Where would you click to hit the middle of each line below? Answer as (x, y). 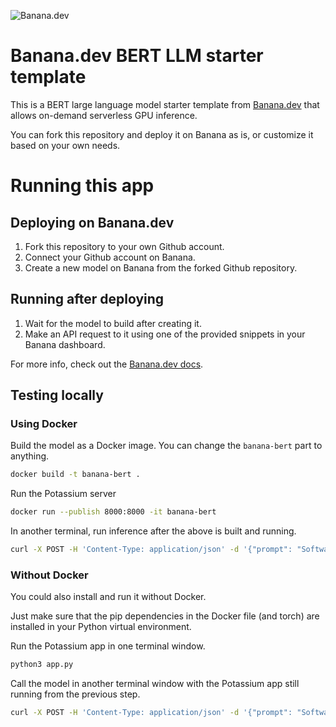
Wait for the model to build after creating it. (113, 323)
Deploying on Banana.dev (92, 222)
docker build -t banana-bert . (75, 475)
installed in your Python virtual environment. (101, 627)
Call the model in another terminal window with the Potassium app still (155, 684)
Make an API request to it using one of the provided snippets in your (165, 334)
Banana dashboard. (65, 344)
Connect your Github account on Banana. (110, 257)
